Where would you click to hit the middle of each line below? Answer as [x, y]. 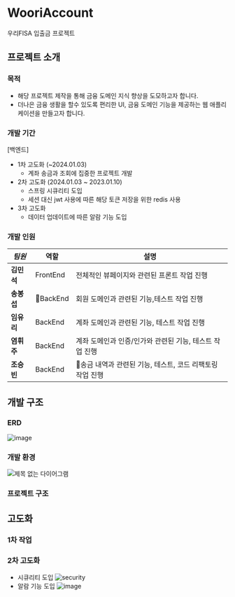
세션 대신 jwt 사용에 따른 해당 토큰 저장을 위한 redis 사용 [104, 199]
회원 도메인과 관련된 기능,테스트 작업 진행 [140, 299]
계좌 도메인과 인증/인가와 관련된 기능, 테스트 [144, 341]
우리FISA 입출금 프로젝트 [41, 33]
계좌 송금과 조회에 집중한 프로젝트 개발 [80, 173]
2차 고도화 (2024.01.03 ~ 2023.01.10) [70, 182]
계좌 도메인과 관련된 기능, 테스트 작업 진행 [140, 323]
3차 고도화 [31, 208]
